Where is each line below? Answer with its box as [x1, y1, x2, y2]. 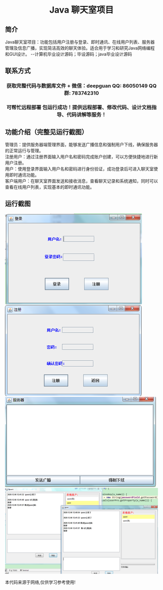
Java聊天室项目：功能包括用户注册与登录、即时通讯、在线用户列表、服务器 [5, 39, 155, 45]
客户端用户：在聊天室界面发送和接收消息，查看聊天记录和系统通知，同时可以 [5, 178, 158, 184]
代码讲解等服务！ [66, 111, 107, 118]
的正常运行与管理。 [5, 148, 44, 153]
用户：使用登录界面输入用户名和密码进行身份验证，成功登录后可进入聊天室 [5, 166, 154, 172]
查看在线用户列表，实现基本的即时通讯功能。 [5, 184, 95, 190]
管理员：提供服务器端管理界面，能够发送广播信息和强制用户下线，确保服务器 [5, 142, 158, 148]
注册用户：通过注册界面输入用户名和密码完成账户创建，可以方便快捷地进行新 [5, 154, 158, 160]
